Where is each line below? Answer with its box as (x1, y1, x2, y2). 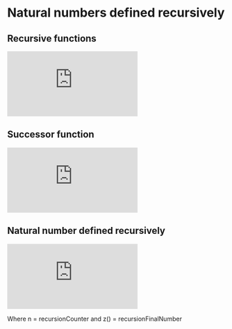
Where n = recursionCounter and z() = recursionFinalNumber (7, 314, 183, 323)
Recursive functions (7, 33, 97, 44)
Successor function (7, 128, 95, 140)
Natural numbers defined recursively (7, 5, 225, 21)
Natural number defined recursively (7, 225, 165, 237)
